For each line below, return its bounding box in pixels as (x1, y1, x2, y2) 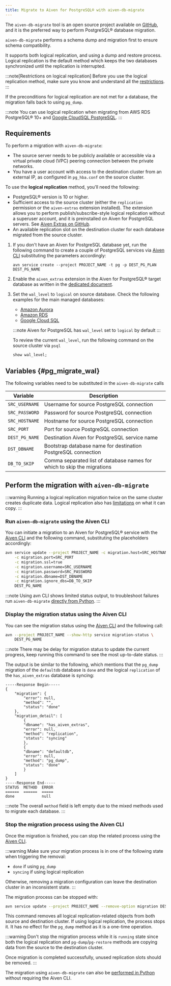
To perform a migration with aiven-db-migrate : (5, 142, 103, 149)
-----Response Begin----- (5, 682, 60, 687)
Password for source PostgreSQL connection (44, 409, 152, 416)
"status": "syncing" (23, 736, 67, 741)
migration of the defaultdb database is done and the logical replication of (5, 667, 160, 673)
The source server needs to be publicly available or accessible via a (12, 153, 155, 159)
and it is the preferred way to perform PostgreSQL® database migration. (5, 27, 156, 33)
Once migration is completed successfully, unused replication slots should (5, 954, 161, 960)
